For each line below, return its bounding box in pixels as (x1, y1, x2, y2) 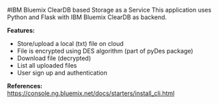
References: (7, 82, 43, 90)
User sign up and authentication (16, 68, 108, 77)
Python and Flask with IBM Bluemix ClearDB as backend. (7, 13, 167, 21)
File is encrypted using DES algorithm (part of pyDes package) (16, 47, 193, 55)
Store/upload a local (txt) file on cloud (16, 40, 124, 47)
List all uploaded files (16, 62, 77, 69)
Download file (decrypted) (16, 54, 92, 62)
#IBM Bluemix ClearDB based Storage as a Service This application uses (7, 6, 212, 14)
